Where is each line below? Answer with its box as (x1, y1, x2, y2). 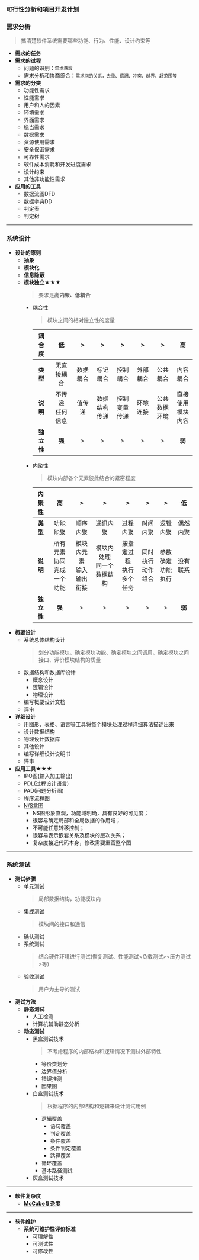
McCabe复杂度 (23, 1200, 61, 1207)
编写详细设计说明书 (23, 750, 71, 757)
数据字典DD (23, 198, 52, 205)
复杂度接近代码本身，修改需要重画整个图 (32, 839, 131, 846)
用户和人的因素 (23, 102, 60, 109)
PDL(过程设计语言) (23, 780, 69, 787)
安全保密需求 (23, 146, 55, 153)
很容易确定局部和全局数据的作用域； (32, 817, 121, 824)
